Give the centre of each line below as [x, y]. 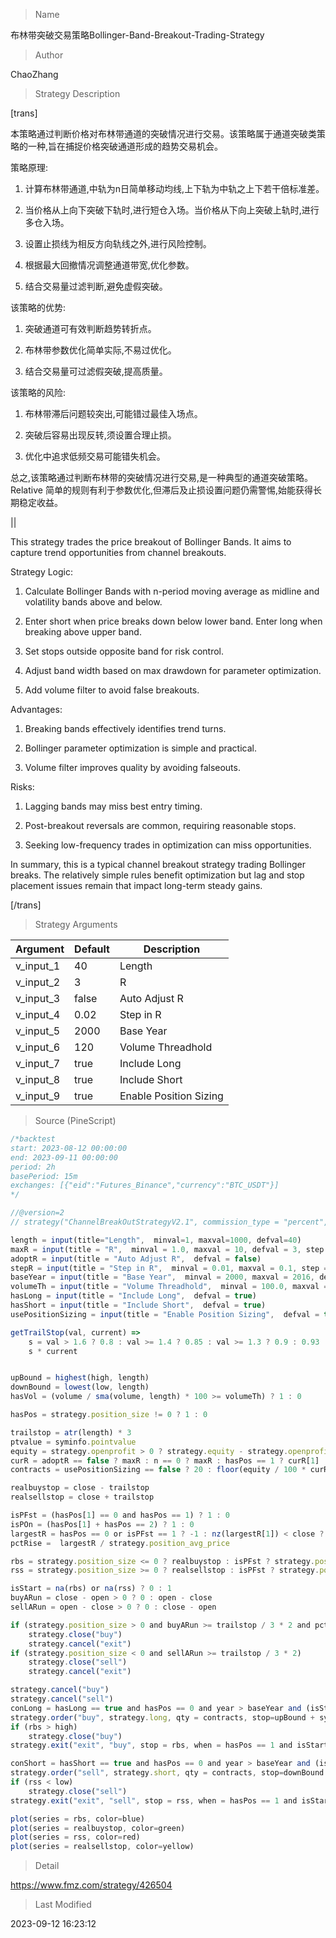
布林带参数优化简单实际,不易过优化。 [100, 350]
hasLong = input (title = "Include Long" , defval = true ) [133, 1296]
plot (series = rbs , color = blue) [77, 1819]
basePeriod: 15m [44, 1176]
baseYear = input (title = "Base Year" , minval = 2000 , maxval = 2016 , [162, 1277]
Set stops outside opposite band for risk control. [124, 651]
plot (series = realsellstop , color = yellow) [102, 1847]
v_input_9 [38, 1096]
